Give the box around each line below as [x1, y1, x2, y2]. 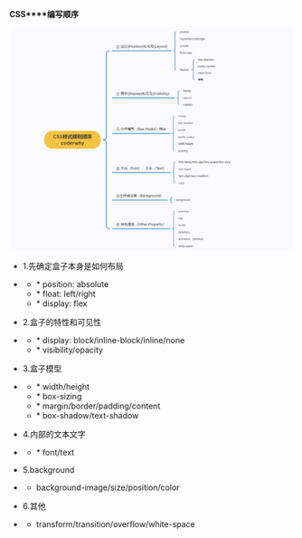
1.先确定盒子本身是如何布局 [22, 261, 124, 272]
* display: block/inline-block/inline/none [35, 335, 185, 346]
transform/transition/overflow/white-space [35, 519, 196, 530]
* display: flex [35, 298, 88, 309]
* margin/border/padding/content [35, 400, 161, 411]
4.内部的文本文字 [22, 429, 86, 440]
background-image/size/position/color [35, 482, 180, 493]
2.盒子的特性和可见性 [22, 317, 102, 328]
